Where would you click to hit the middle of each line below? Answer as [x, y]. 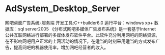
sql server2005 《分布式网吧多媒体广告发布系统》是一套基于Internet [87, 29]
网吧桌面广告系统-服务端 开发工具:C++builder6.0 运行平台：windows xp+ [79, 23]
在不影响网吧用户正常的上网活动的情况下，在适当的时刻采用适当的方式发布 [80, 41]
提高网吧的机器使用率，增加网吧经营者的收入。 [61, 47]
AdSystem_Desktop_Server [63, 9]
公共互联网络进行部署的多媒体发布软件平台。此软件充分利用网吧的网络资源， [82, 35]
